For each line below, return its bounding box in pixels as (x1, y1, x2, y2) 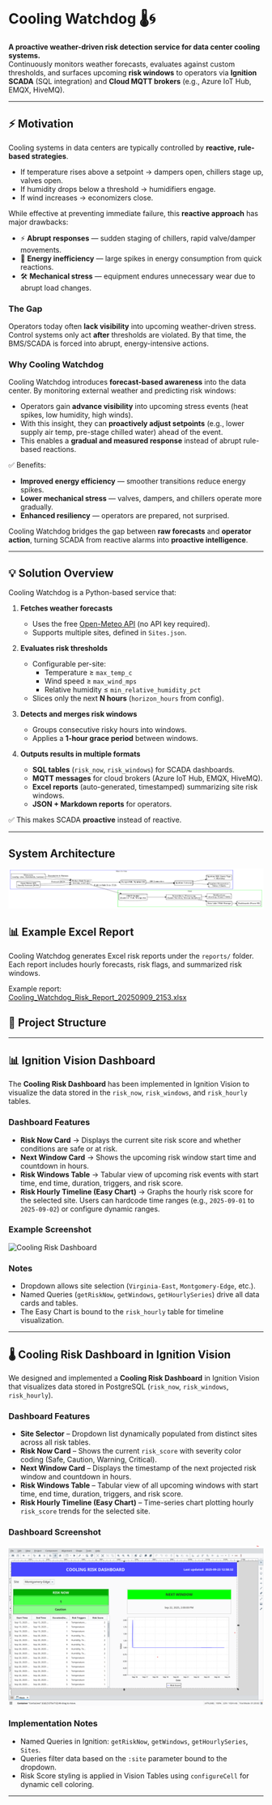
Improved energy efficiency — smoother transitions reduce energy (19, 476, 246, 486)
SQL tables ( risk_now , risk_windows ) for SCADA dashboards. (32, 765, 235, 775)
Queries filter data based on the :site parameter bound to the (19, 1753, 227, 1763)
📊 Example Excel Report (8, 926, 134, 939)
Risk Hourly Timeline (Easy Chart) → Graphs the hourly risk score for (19, 1186, 253, 1196)
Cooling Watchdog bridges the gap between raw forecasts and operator (8, 526, 252, 536)
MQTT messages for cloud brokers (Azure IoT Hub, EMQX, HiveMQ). (32, 773, 263, 783)
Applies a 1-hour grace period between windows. (32, 734, 198, 743)
